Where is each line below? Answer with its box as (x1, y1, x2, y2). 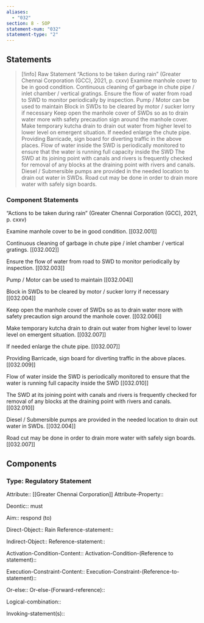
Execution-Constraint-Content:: (6, 568, 85, 575)
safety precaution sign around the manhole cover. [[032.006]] (6, 313, 162, 320)
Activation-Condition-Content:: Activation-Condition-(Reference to (6, 549, 174, 557)
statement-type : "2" (6, 32, 59, 38)
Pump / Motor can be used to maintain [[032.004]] (6, 276, 133, 283)
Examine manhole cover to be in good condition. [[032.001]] (6, 228, 157, 235)
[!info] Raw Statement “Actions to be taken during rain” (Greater (21, 70, 181, 77)
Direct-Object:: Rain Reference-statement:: (6, 525, 114, 533)
